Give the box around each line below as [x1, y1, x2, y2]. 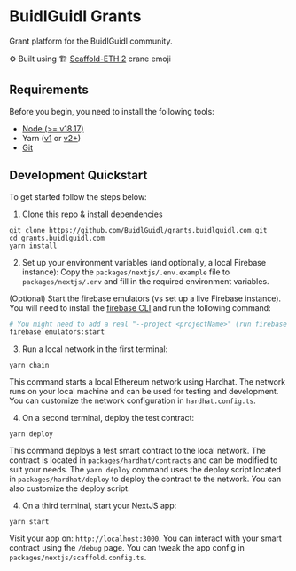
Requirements [9, 83, 89, 98]
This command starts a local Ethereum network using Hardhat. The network [9, 377, 286, 387]
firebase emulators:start [9, 328, 105, 337]
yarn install [9, 242, 58, 250]
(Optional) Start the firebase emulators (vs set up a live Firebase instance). [9, 293, 282, 304]
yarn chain [9, 361, 50, 370]
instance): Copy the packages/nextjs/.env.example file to [21, 266, 230, 277]
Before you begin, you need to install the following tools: [9, 106, 214, 116]
